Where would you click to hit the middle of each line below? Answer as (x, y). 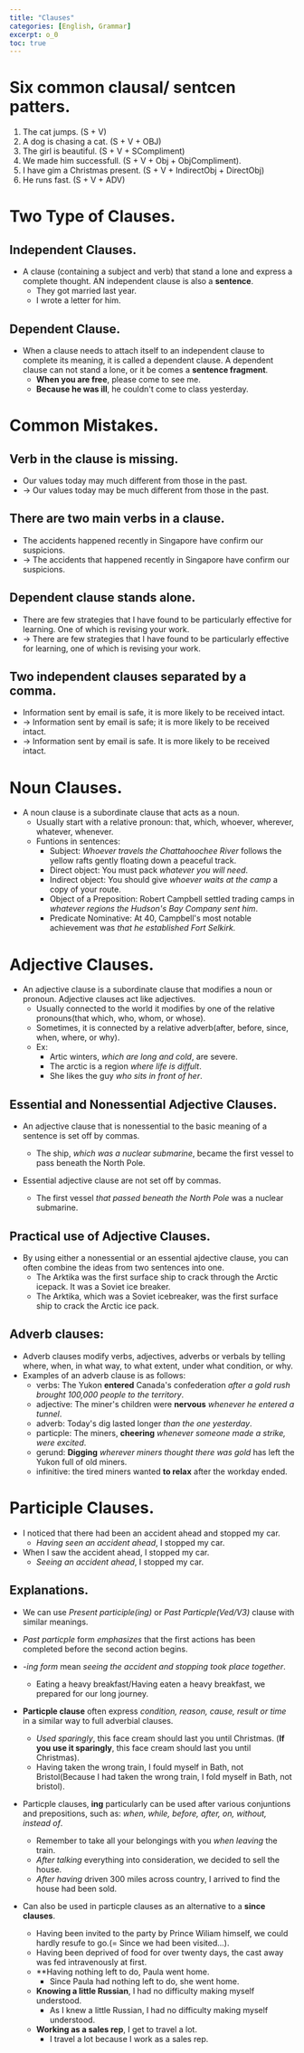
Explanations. (49, 1590)
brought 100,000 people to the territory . (110, 1395)
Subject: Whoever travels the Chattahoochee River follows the (166, 851)
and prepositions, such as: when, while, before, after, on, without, (144, 1813)
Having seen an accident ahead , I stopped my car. (130, 1542)
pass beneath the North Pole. (90, 1163)
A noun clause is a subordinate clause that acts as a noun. (131, 813)
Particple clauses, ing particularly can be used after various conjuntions (157, 1803)
